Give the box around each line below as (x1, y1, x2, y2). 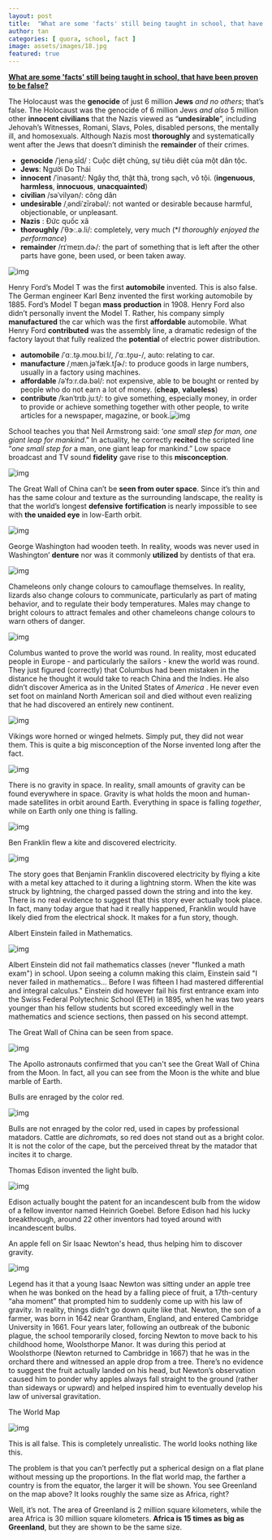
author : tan (8, 27, 49, 35)
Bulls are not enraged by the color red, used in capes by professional (8, 1124, 240, 1133)
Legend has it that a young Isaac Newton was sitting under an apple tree (8, 1279, 251, 1288)
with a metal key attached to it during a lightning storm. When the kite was (8, 878, 257, 888)
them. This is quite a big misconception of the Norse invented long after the (8, 740, 261, 749)
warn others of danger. (8, 616, 85, 625)
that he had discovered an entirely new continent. (8, 700, 175, 709)
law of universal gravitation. (8, 1392, 101, 1401)
